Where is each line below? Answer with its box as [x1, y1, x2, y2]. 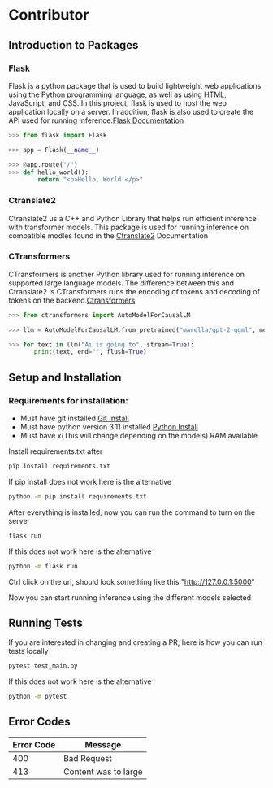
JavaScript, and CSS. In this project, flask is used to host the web [8, 98, 227, 107]
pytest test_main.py [8, 662, 79, 670]
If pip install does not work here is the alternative [8, 477, 172, 486]
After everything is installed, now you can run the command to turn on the [8, 507, 256, 517]
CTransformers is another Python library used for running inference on [8, 269, 245, 279]
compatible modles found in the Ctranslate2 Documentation [8, 230, 209, 241]
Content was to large [63, 766, 144, 777]
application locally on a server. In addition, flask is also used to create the [8, 107, 254, 116]
